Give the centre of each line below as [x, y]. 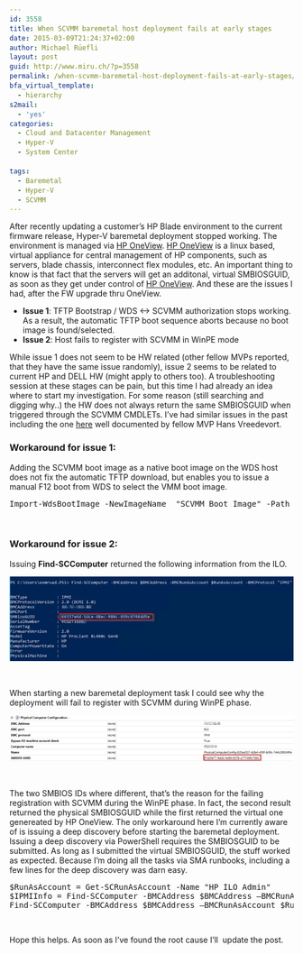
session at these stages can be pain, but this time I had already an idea [141, 386]
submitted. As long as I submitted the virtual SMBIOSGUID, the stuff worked [150, 850]
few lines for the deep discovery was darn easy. [98, 869]
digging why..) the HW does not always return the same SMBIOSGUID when [150, 405]
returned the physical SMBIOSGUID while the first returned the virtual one [147, 812]
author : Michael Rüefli [54, 48]
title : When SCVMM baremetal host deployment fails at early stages [141, 28]
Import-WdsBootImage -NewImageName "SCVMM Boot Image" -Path [150, 504]
